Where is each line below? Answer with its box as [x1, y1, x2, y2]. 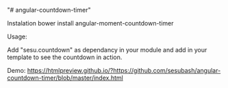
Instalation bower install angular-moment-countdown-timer [7, 19, 174, 27]
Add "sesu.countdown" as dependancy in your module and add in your [7, 46, 207, 54]
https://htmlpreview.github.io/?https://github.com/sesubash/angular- [27, 67, 221, 74]
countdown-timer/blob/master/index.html [7, 74, 123, 82]
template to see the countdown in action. [7, 53, 123, 61]
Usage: [7, 32, 27, 41]
